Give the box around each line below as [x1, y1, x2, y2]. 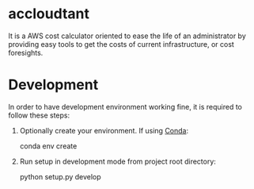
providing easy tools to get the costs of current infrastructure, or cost [8, 39, 235, 48]
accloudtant [8, 5, 89, 23]
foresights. [8, 48, 44, 57]
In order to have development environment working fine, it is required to [8, 102, 243, 111]
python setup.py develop [19, 172, 101, 181]
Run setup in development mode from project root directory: [19, 156, 216, 166]
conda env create [19, 141, 78, 151]
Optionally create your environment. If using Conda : [19, 125, 188, 135]
